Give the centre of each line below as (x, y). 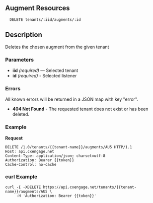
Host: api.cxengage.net (30, 151)
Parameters (19, 60)
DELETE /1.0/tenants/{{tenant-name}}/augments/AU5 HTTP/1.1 (69, 147)
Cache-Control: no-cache (31, 164)
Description (24, 35)
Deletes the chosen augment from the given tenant (57, 47)
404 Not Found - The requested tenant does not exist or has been (80, 109)
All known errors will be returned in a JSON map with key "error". (72, 99)
